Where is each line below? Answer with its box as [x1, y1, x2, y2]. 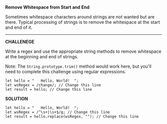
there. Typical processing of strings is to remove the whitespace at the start [5, 19, 160, 25]
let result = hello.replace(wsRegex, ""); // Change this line [5, 114, 139, 119]
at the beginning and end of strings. [5, 54, 79, 59]
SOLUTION [5, 96, 28, 102]
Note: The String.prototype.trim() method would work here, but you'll [5, 63, 152, 69]
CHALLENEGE [5, 39, 35, 44]
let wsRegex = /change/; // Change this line [5, 83, 101, 88]
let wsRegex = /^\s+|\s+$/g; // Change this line [5, 110, 110, 115]
